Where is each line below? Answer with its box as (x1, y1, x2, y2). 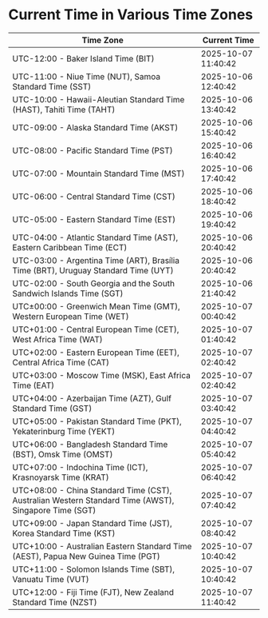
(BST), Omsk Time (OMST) (12, 449, 113, 460)
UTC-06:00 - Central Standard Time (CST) (12, 190, 175, 201)
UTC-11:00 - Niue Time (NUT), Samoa (12, 70, 161, 82)
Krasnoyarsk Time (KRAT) (12, 472, 109, 483)
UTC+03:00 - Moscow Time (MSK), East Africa (12, 369, 191, 381)
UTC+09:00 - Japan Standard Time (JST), (12, 517, 173, 528)
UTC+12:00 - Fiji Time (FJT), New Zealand (12, 586, 174, 597)
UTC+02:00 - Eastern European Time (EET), (12, 346, 179, 357)
